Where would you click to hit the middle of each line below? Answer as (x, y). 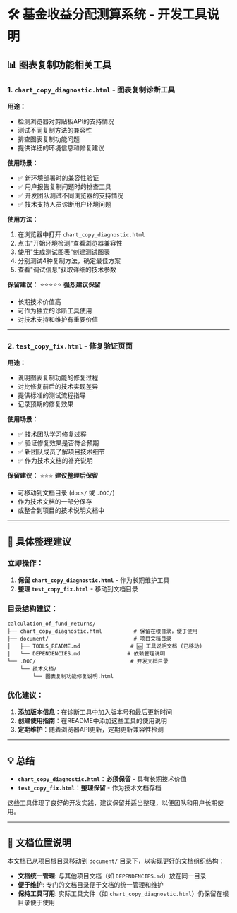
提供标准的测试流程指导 (51, 395)
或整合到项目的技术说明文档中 (61, 510)
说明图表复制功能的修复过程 (58, 377)
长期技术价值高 (39, 301)
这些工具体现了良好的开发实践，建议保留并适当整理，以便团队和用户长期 (112, 803)
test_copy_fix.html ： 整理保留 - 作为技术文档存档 (89, 788)
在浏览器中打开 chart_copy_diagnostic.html (81, 234)
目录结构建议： (33, 609)
